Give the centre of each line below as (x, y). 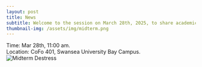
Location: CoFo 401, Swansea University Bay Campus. (73, 52)
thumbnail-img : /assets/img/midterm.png (58, 28)
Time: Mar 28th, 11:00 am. (38, 45)
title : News (21, 17)
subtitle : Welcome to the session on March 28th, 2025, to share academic (102, 23)
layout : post (23, 12)
